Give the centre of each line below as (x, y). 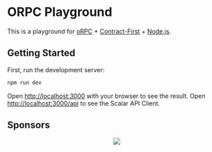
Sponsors (28, 125)
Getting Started (41, 53)
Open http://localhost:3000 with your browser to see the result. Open (106, 96)
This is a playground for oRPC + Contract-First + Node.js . (89, 31)
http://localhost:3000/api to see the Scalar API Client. (84, 103)
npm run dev (24, 83)
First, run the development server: (56, 69)
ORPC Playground (60, 12)
